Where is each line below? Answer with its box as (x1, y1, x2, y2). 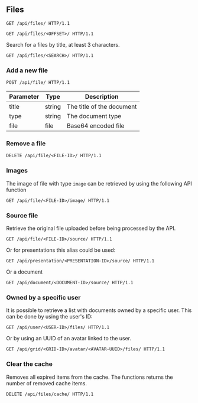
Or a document (6, 268, 43, 275)
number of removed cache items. (6, 379, 87, 386)
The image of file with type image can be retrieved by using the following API (6, 180, 192, 187)
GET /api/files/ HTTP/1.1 (6, 20, 70, 26)
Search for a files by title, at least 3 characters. (6, 41, 120, 48)
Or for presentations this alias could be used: (6, 246, 116, 253)
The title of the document (66, 103, 137, 111)
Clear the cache (6, 360, 53, 368)
